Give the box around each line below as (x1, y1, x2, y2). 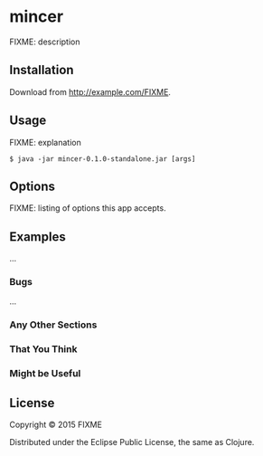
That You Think (9, 343, 78, 356)
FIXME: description (9, 36, 80, 47)
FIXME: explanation (9, 137, 81, 147)
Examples (9, 229, 66, 244)
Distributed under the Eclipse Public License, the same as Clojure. (9, 437, 255, 448)
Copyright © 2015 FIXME (9, 419, 102, 431)
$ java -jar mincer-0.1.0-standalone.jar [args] (9, 154, 196, 164)
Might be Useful (9, 367, 81, 380)
